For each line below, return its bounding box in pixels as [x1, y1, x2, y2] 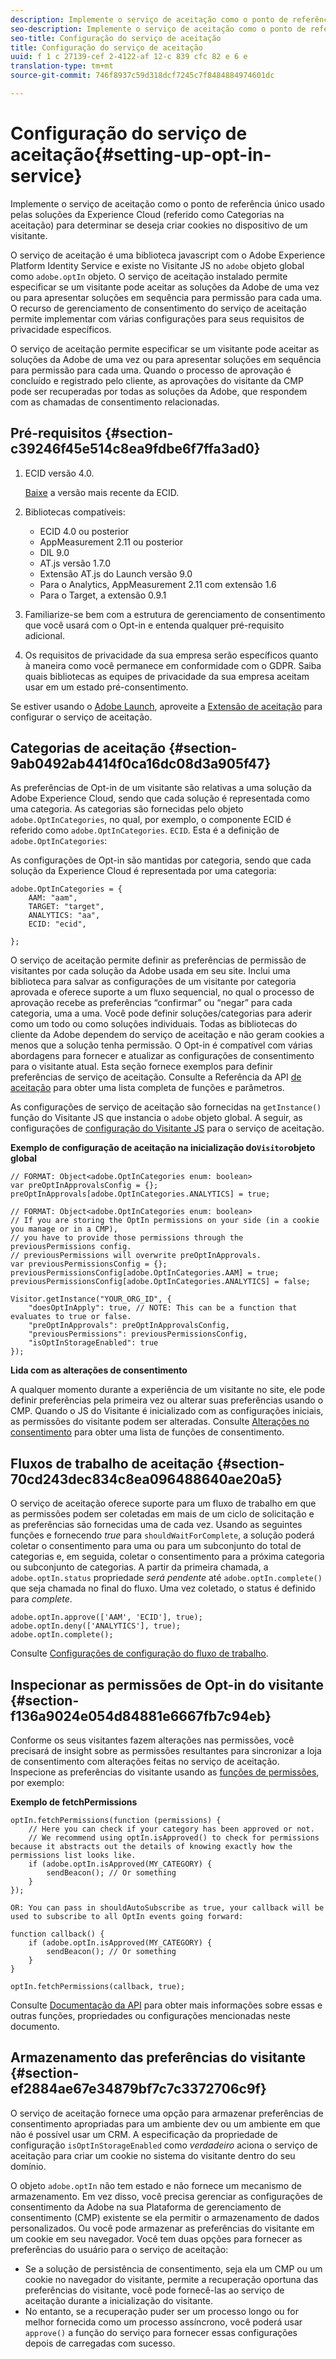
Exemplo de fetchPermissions [10, 1796, 138, 1808]
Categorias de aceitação [10, 740, 167, 757]
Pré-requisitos [10, 425, 103, 442]
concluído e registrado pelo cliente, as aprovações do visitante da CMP [10, 374, 304, 386]
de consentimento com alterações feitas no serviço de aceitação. [10, 1756, 280, 1768]
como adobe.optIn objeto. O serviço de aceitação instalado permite [10, 270, 288, 282]
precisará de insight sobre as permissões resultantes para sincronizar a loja [10, 1745, 322, 1757]
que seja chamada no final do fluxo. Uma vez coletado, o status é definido [10, 1582, 316, 1595]
